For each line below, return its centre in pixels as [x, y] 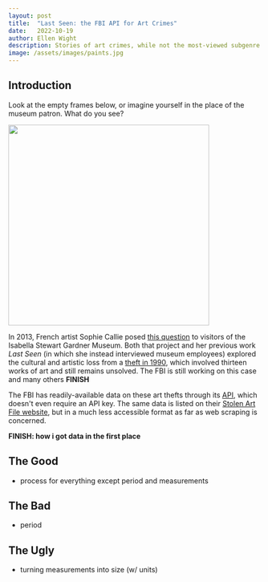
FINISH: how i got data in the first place [75, 436]
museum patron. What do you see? [66, 113]
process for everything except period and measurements [114, 480]
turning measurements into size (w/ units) [89, 570]
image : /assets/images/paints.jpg [66, 53]
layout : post [30, 16]
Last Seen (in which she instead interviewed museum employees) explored [132, 353]
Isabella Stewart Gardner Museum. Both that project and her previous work [132, 345]
